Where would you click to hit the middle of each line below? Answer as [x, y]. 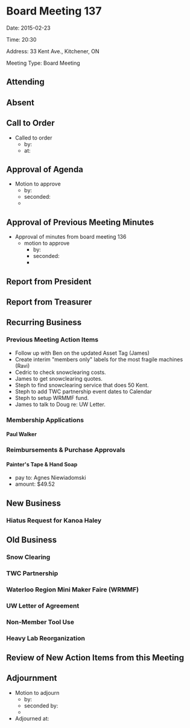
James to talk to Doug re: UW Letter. [60, 404]
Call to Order [30, 123]
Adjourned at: [32, 718]
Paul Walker [22, 434]
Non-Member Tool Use [40, 622]
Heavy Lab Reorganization [46, 638]
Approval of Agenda [45, 169]
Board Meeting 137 [54, 11]
